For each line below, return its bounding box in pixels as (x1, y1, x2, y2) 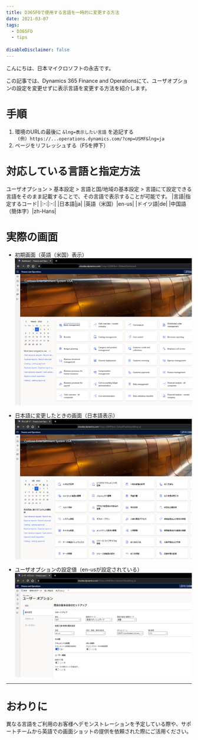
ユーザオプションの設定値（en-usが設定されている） (14, 566, 143, 573)
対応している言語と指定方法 (6, 165, 140, 178)
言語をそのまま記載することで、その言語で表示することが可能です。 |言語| (6, 193, 186, 200)
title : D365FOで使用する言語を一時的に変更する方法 (6, 9, 120, 15)
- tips (11, 34, 28, 41)
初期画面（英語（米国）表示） (14, 251, 87, 258)
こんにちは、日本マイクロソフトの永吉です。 (6, 64, 114, 72)
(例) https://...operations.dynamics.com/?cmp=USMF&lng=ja (17, 136, 165, 142)
